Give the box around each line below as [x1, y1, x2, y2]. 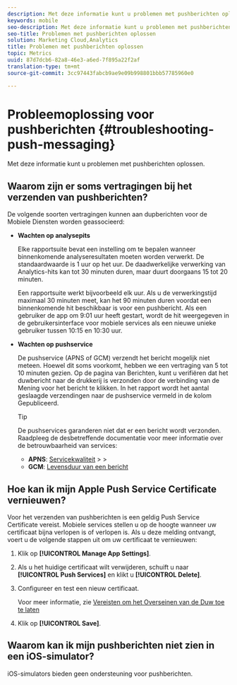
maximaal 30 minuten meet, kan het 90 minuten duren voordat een [17, 297, 212, 305]
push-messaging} [7, 136, 116, 152]
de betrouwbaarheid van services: [17, 442, 118, 450]
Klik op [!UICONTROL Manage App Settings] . [17, 549, 152, 558]
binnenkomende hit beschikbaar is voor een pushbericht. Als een [17, 304, 207, 312]
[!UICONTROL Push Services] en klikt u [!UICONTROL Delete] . [17, 570, 202, 579]
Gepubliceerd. [17, 399, 59, 408]
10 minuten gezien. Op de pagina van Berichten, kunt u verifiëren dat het [17, 369, 229, 377]
